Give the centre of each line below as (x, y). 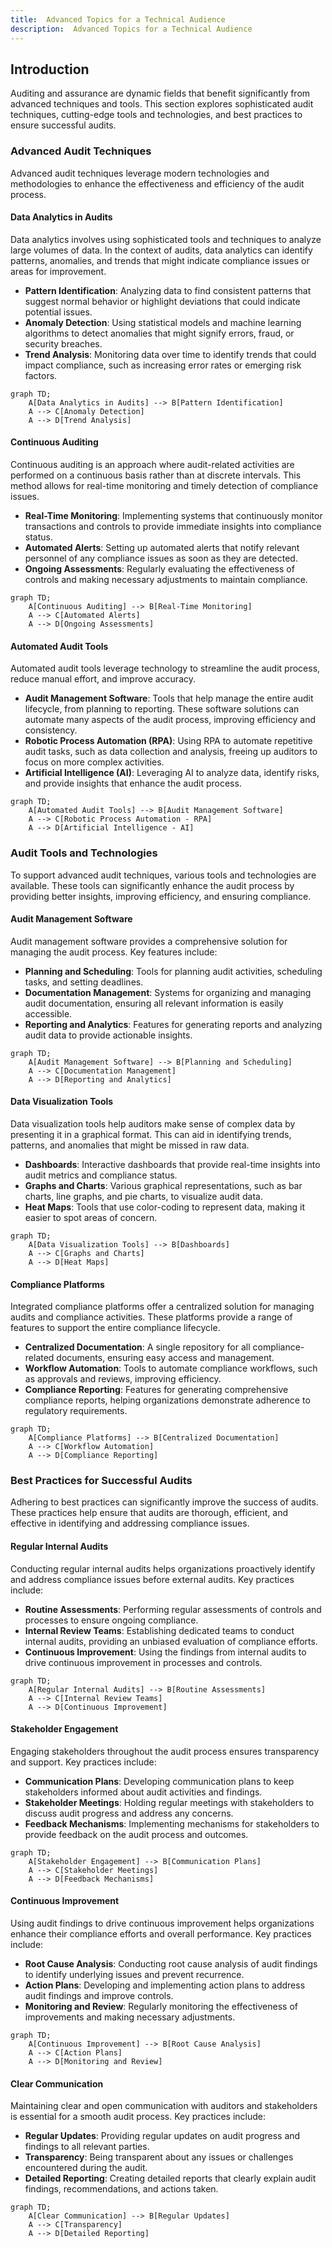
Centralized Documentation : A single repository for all (137, 1347)
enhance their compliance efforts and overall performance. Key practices (161, 1934)
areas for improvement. (58, 271)
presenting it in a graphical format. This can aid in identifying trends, (151, 1134)
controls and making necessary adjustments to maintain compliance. (166, 580)
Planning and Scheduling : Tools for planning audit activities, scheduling (173, 971)
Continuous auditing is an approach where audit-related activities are (152, 465)
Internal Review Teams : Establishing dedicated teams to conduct (159, 1630)
